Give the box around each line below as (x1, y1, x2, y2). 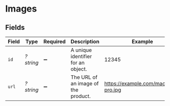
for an (70, 59, 85, 66)
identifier (70, 53, 92, 60)
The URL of (70, 74, 98, 81)
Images (5, 3, 37, 15)
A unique (70, 46, 92, 54)
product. (70, 93, 91, 99)
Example (132, 38, 153, 45)
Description (70, 38, 100, 45)
